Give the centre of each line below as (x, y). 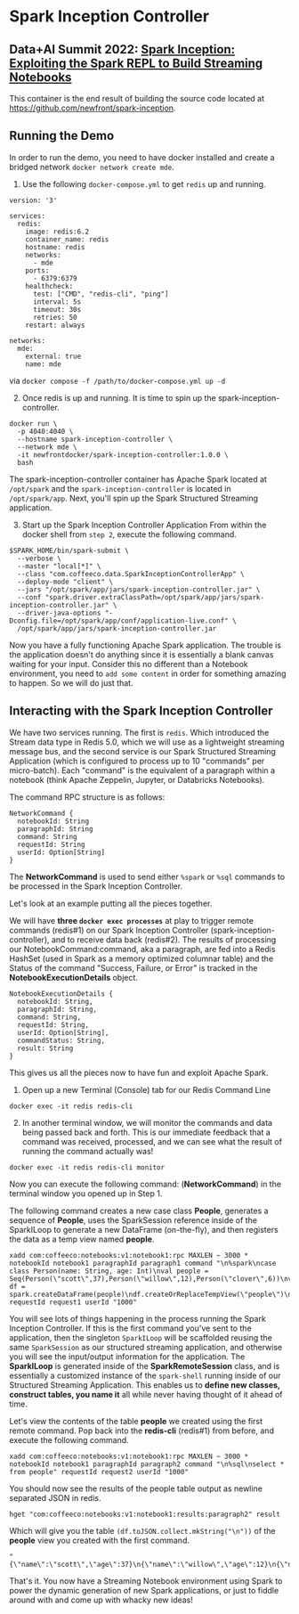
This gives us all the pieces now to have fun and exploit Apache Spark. (139, 1072)
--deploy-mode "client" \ (65, 582)
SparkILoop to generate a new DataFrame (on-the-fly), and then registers (144, 1229)
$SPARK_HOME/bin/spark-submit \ (69, 550)
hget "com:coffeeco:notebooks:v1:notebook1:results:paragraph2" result (145, 1514)
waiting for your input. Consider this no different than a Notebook (129, 664)
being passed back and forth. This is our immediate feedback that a (146, 1132)
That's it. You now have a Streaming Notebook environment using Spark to (146, 1581)
